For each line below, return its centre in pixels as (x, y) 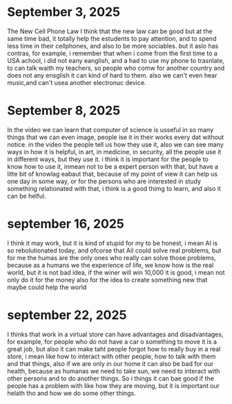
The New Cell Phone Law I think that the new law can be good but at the (110, 31)
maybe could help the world (47, 287)
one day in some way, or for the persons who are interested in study (104, 181)
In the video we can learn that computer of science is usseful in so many (110, 129)
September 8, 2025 (64, 111)
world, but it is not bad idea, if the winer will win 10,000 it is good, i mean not (116, 272)
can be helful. (27, 196)
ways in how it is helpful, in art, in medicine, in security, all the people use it (114, 151)
